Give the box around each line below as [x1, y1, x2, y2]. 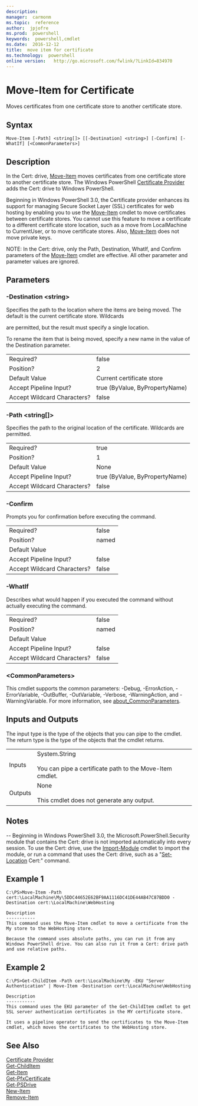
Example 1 [6, 874, 44, 884]
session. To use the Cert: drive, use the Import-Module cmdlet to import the [6, 844, 190, 851]
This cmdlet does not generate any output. [37, 796, 155, 804]
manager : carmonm [6, 14, 51, 20]
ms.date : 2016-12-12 [6, 42, 60, 48]
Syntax [6, 120, 33, 130]
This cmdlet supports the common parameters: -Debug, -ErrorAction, [6, 685, 175, 692]
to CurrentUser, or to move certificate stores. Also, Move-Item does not [6, 228, 180, 235]
